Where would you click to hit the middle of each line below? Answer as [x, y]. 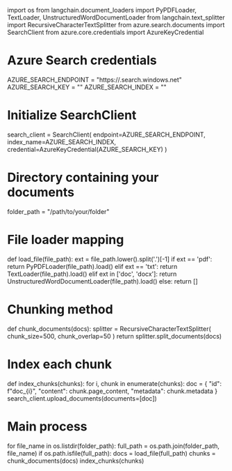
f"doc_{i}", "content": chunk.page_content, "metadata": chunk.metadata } [113, 391]
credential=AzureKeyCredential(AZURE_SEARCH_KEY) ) [87, 149]
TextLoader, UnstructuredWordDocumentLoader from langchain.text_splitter [116, 17]
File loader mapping [66, 240]
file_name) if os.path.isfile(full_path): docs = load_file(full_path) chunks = [111, 453]
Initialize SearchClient [72, 115]
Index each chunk [60, 364]
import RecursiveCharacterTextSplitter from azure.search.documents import [116, 25]
